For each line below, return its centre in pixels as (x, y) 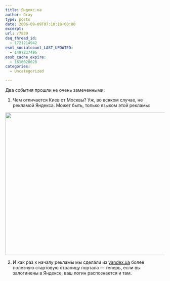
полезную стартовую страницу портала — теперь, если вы (76, 268)
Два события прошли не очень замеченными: (55, 90)
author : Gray (19, 15)
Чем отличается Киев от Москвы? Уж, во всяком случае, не (78, 100)
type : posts (18, 19)
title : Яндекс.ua (24, 10)
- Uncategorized (27, 72)
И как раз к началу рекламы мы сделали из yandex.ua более (78, 262)
